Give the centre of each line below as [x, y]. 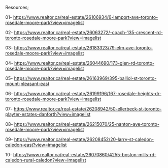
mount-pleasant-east [27, 84]
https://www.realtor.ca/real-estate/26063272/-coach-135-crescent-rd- [89, 32]
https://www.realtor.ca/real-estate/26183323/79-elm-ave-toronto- [83, 48]
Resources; [17, 7]
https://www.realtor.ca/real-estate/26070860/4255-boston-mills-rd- [85, 155]
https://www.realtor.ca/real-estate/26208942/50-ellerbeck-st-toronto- [88, 109]
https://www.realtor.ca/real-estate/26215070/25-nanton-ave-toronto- [87, 124]
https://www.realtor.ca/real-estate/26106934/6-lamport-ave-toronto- [86, 17]
